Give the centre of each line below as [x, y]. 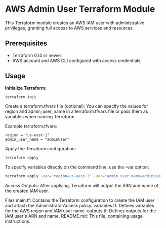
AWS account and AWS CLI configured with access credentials [76, 61]
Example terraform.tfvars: [31, 126]
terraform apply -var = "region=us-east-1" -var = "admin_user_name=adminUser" [85, 176]
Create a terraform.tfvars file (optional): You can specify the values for [77, 106]
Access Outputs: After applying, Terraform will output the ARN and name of [82, 186]
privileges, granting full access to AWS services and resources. [70, 28]
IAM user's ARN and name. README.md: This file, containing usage [74, 216]
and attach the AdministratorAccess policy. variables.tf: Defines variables [80, 206]
